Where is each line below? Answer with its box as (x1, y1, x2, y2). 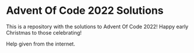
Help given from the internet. (6, 40, 75, 47)
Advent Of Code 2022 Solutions (6, 4, 164, 17)
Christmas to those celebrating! (6, 29, 82, 36)
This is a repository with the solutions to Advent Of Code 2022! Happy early (6, 23, 189, 30)
